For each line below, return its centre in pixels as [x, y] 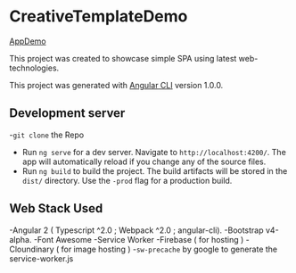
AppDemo [28, 41]
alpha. [21, 239]
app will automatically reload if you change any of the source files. [144, 161]
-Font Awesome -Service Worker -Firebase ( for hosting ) [139, 239]
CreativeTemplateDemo [99, 17]
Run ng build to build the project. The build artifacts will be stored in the [155, 170]
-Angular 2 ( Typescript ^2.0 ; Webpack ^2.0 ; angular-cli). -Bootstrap [137, 230]
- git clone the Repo [47, 135]
